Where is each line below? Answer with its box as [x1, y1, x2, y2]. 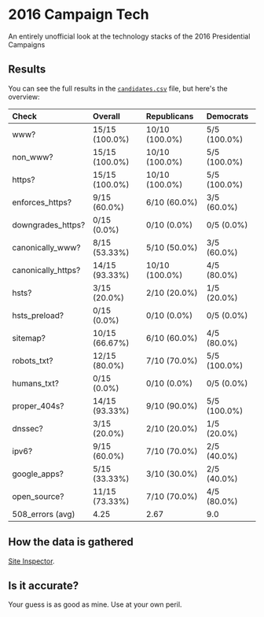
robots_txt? [12, 355, 53, 366]
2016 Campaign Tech [8, 6, 149, 24]
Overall [93, 110, 120, 121]
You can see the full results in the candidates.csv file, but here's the [8, 83, 228, 93]
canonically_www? [12, 242, 81, 253]
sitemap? [12, 332, 46, 343]
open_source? [12, 490, 64, 501]
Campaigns [8, 39, 46, 49]
